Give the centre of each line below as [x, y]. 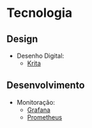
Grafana [39, 110]
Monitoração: [36, 102]
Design [22, 39]
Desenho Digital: [40, 56]
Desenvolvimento [46, 85]
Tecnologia [39, 13]
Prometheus [45, 117]
